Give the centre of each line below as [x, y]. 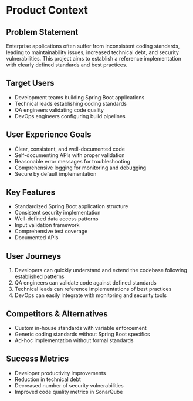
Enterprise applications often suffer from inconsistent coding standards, [93, 46]
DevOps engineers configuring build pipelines [70, 116]
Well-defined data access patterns [56, 219]
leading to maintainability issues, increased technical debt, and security [92, 52]
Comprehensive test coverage [51, 231]
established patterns [39, 276]
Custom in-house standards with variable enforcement [80, 328]
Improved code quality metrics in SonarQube [69, 392]
